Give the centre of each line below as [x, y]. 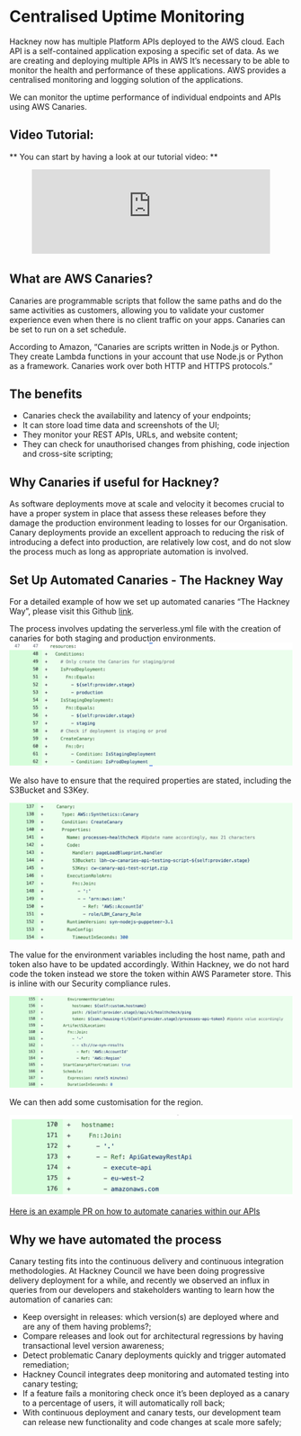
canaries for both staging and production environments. [113, 638]
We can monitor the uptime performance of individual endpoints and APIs [145, 97]
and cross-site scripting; [68, 454]
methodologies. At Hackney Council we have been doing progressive [137, 1271]
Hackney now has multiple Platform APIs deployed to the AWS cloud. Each [147, 41]
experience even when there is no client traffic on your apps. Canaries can [147, 319]
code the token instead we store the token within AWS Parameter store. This [150, 974]
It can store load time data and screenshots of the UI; [121, 426]
